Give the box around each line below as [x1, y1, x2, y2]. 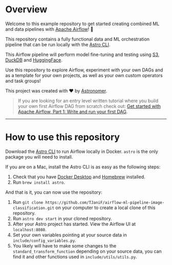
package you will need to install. [5, 154, 73, 160]
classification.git [12, 205, 55, 211]
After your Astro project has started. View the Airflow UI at [12, 221, 136, 227]
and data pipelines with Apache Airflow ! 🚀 [5, 26, 94, 32]
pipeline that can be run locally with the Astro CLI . [5, 41, 111, 47]
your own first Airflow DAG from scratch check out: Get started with [17, 103, 161, 109]
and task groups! [5, 78, 41, 84]
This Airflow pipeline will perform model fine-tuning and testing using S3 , [5, 51, 160, 58]
